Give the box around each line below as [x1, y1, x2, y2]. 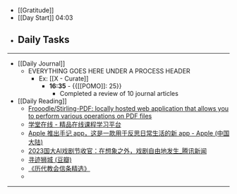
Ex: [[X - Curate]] [38, 74, 89, 83]
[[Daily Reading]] [17, 97, 67, 105]
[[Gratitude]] [17, 6, 54, 14]
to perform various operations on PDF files [28, 111, 152, 120]
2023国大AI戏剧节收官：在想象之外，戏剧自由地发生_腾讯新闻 [28, 146, 207, 154]
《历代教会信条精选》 [28, 164, 90, 172]
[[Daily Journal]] [17, 59, 66, 68]
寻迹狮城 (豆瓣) [28, 155, 72, 164]
